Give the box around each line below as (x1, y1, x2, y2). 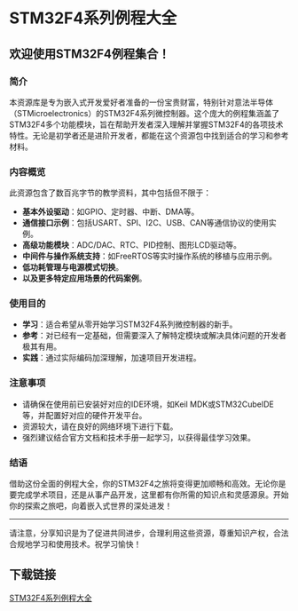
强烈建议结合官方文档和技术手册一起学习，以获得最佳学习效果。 (21, 432, 255, 442)
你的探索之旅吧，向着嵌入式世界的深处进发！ (9, 501, 173, 512)
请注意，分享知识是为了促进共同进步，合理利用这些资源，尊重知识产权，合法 (9, 528, 289, 538)
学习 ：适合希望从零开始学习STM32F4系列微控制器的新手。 (21, 319, 238, 329)
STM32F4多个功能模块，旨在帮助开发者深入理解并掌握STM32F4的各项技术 (9, 119, 284, 130)
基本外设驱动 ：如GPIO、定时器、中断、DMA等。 (21, 206, 200, 218)
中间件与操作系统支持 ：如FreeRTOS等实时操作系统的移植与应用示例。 (21, 250, 278, 262)
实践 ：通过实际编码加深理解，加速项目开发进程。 (21, 353, 201, 363)
